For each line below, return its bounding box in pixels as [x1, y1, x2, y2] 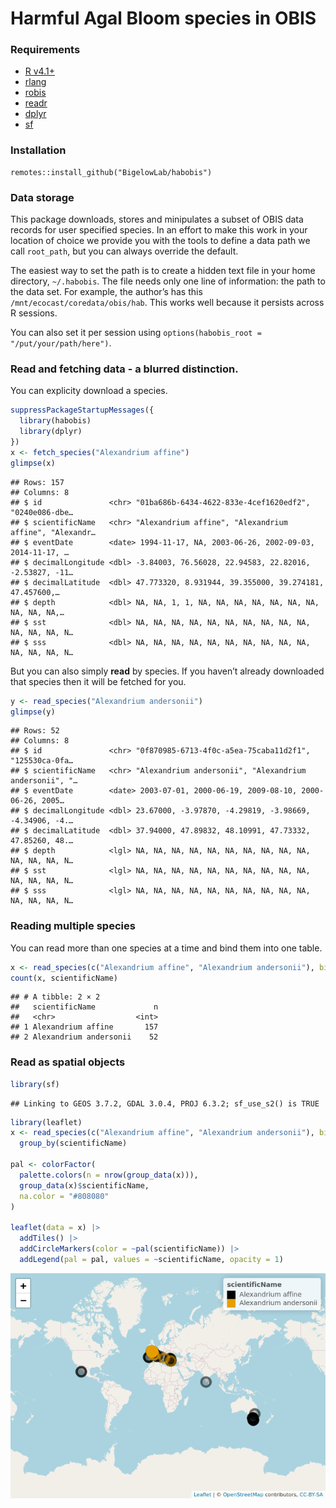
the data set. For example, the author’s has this [10, 286, 203, 298]
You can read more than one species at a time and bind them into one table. [10, 942, 323, 954]
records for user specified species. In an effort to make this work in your [10, 224, 308, 236]
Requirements [10, 43, 81, 57]
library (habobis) [19, 416, 92, 426]
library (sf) [10, 1079, 60, 1089]
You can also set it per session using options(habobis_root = [10, 327, 262, 339]
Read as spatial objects [10, 1055, 126, 1069]
